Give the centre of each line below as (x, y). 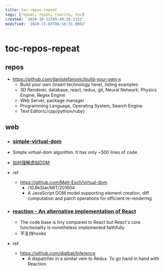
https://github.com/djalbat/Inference (58, 253)
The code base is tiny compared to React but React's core (80, 222)
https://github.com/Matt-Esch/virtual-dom (64, 182)
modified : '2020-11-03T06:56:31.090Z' (46, 24)
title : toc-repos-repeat (31, 10)
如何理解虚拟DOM (31, 162)
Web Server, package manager (52, 100)
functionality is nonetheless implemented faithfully (72, 228)
